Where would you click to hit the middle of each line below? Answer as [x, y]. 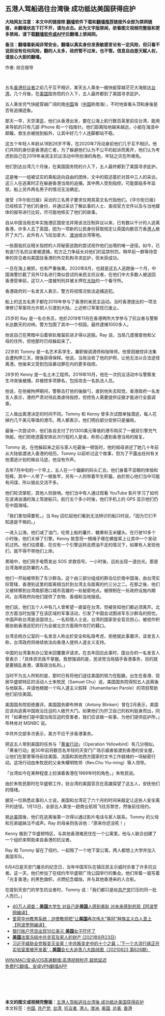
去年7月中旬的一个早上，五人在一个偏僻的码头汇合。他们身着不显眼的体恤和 [82, 470]
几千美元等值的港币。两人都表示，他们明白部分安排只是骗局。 [76, 420]
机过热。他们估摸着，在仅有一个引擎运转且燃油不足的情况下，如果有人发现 [80, 545]
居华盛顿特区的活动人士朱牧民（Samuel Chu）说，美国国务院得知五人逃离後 [82, 682]
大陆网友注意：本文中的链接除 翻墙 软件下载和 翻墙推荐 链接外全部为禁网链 [79, 22]
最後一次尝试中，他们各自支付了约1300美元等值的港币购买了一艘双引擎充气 [81, 430]
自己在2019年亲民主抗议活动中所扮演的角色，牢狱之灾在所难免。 [79, 156]
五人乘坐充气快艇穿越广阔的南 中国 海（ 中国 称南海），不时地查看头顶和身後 [79, 104]
